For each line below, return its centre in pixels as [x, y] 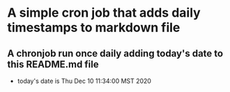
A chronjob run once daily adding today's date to [115, 53]
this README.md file [53, 64]
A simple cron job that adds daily [104, 13]
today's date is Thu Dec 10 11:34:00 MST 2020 [84, 81]
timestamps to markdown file [94, 28]
